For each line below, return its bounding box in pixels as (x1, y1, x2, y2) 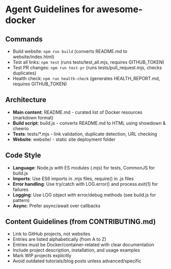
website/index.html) (12, 54, 54, 60)
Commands (5, 35, 43, 43)
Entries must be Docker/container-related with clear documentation (12, 241, 154, 248)
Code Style (5, 151, 41, 160)
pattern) (12, 197, 30, 203)
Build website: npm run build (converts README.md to (12, 48, 128, 54)
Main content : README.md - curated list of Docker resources (12, 109, 142, 115)
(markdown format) (12, 114, 53, 120)
